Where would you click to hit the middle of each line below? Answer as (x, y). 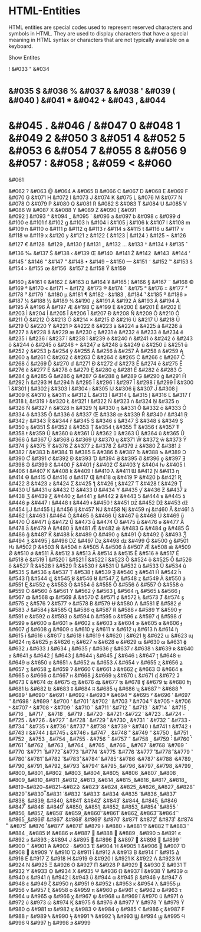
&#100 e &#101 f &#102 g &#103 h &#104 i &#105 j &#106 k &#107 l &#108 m (100, 223)
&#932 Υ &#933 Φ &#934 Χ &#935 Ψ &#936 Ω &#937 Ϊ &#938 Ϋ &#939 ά (98, 871)
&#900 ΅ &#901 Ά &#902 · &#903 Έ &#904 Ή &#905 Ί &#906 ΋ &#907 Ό (97, 846)
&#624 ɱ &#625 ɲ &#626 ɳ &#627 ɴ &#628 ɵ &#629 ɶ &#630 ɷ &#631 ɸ (98, 642)
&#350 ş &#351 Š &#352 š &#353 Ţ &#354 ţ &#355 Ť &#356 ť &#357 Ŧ (94, 427)
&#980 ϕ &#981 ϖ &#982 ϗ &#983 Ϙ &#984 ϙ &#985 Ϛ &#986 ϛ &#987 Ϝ (97, 909)
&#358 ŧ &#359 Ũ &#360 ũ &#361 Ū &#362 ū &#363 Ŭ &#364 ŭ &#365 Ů (97, 434)
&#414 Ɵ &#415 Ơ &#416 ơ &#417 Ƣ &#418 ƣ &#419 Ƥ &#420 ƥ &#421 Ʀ (95, 477)
